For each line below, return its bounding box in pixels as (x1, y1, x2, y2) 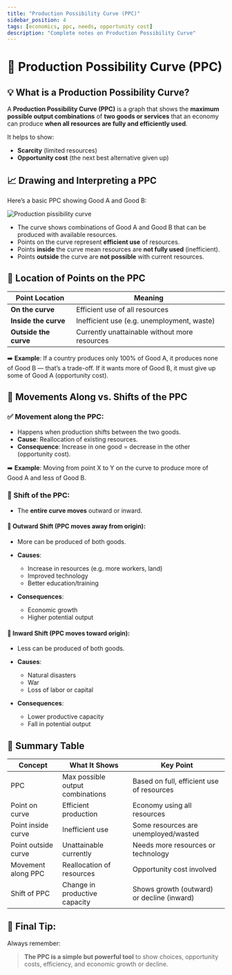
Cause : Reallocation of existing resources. (17, 435, 138, 443)
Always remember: (7, 939, 61, 947)
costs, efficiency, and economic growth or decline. (23, 960, 168, 968)
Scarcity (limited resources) (17, 146, 98, 155)
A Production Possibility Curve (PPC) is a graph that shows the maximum (7, 105, 220, 113)
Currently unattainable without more (75, 327, 193, 337)
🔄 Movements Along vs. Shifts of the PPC (7, 391, 188, 403)
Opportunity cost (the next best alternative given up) (17, 153, 169, 162)
